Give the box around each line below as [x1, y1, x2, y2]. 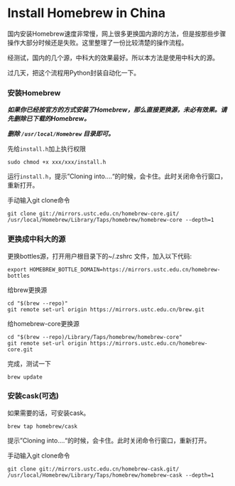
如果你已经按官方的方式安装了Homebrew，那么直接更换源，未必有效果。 [7, 105, 222, 114]
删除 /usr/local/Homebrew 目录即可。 [7, 129, 115, 138]
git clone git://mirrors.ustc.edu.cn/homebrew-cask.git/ [7, 465, 180, 472]
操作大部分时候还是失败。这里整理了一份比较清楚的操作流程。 [7, 38, 188, 47]
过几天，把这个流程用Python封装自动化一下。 [7, 68, 141, 77]
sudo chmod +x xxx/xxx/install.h [7, 158, 106, 166]
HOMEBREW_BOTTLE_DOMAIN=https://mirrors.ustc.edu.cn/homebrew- [29, 266, 221, 273]
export [7, 266, 27, 273]
